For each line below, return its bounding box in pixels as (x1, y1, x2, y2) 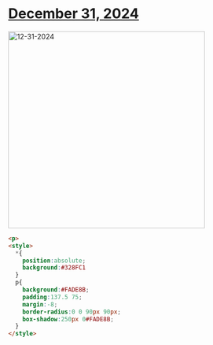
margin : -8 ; (22, 300, 58, 308)
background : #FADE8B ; (22, 286, 90, 294)
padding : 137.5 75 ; (22, 293, 83, 301)
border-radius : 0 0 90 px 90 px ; (22, 308, 122, 316)
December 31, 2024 (8, 5, 139, 23)
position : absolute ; (22, 257, 86, 265)
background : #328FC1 (22, 264, 86, 272)
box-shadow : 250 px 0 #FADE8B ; (22, 315, 114, 323)
